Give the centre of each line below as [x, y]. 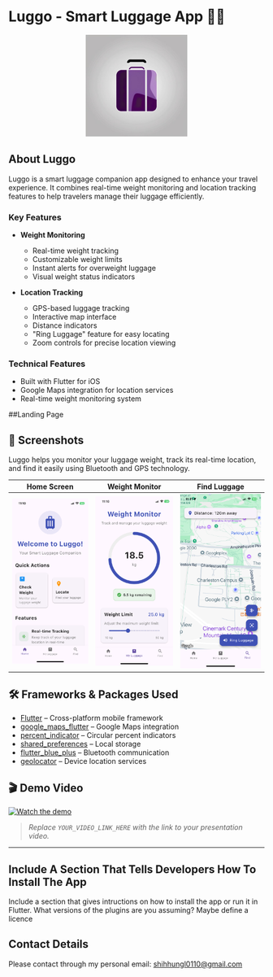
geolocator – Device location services [83, 761]
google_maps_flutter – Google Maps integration [100, 726]
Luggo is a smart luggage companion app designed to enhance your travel [133, 179]
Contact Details [49, 944]
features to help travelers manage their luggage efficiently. [106, 196]
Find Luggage [221, 486]
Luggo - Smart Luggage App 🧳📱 [117, 17]
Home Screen [50, 486]
